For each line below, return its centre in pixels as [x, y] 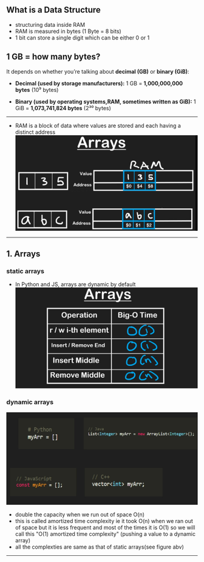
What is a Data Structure [54, 10]
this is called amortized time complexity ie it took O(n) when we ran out [104, 521]
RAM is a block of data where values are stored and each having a [98, 125]
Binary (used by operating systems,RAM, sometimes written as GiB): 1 [105, 101]
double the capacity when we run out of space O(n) [80, 515]
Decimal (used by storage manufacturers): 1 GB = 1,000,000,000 [99, 83]
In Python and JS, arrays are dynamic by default [75, 284]
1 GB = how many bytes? [53, 57]
